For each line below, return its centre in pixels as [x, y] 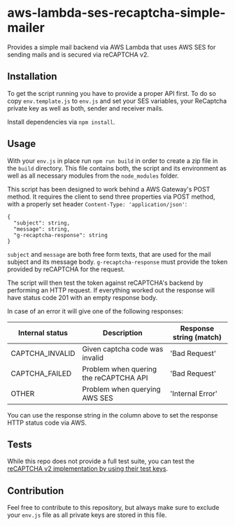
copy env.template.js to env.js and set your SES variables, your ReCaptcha [117, 101]
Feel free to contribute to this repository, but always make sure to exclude [113, 508]
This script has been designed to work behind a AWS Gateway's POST [109, 189]
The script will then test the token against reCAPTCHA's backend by [105, 283]
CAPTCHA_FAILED [41, 374]
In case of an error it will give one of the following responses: [95, 311]
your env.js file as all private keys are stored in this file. [87, 515]
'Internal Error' [194, 393]
